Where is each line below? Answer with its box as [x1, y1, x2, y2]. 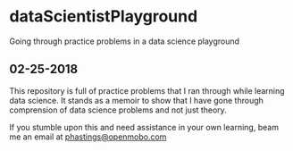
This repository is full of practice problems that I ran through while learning [9, 85, 285, 96]
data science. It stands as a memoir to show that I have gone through [9, 95, 264, 105]
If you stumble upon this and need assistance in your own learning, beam [9, 122, 280, 132]
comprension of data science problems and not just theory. [9, 105, 228, 115]
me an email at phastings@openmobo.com [9, 131, 167, 142]
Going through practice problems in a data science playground [9, 36, 239, 46]
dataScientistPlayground [9, 6, 198, 27]
